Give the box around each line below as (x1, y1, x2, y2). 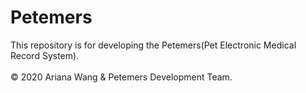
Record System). (10, 49, 80, 61)
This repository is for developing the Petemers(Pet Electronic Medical (10, 39, 297, 51)
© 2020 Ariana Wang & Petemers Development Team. (10, 71, 233, 83)
